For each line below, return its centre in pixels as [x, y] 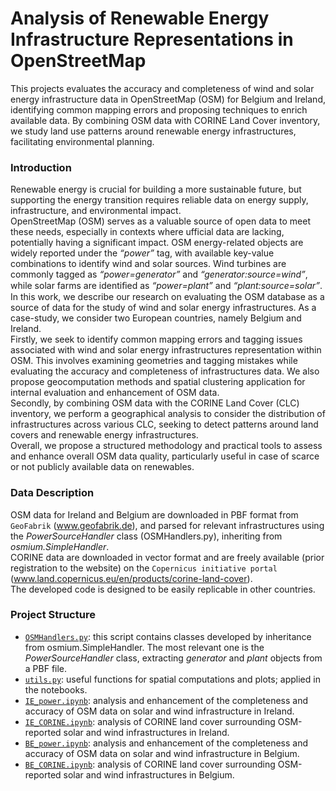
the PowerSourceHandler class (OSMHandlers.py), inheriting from [146, 536]
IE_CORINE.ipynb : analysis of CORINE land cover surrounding [150, 721]
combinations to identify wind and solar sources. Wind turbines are [148, 264]
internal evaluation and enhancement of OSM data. [115, 393]
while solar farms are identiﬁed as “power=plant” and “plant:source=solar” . [166, 286]
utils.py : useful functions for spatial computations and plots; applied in [172, 679]
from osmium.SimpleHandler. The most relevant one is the [144, 647]
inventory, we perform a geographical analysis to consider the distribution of [168, 414]
